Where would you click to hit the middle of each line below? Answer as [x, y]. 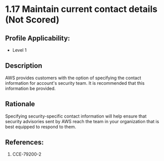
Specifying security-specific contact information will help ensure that [76, 116]
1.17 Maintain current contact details [81, 9]
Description [24, 66]
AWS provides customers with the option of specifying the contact [73, 78]
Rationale [20, 104]
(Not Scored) [32, 20]
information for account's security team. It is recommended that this [75, 83]
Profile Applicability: [38, 38]
